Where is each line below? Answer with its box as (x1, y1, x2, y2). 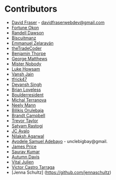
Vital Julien (11, 159, 34, 165)
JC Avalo (11, 128, 30, 134)
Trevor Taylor (11, 118, 38, 124)
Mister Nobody (11, 61, 42, 67)
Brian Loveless (11, 87, 41, 92)
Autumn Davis (11, 154, 40, 160)
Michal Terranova (11, 97, 47, 103)
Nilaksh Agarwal (11, 133, 44, 139)
